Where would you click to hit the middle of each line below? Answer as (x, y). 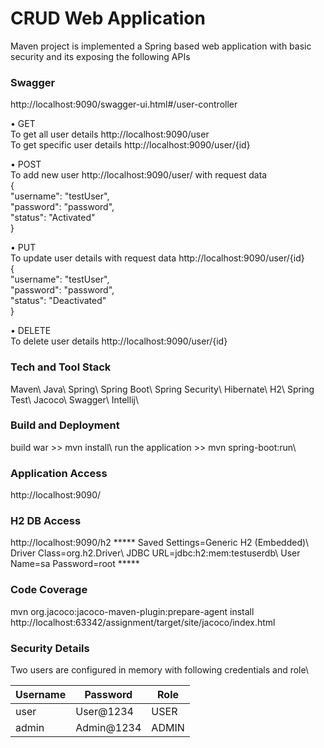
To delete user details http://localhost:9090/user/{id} (119, 341)
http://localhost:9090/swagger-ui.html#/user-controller (124, 104)
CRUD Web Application (108, 18)
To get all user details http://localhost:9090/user (110, 134)
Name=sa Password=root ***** (75, 564)
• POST (26, 164)
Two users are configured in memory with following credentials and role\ (160, 670)
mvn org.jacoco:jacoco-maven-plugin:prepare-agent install (132, 611)
